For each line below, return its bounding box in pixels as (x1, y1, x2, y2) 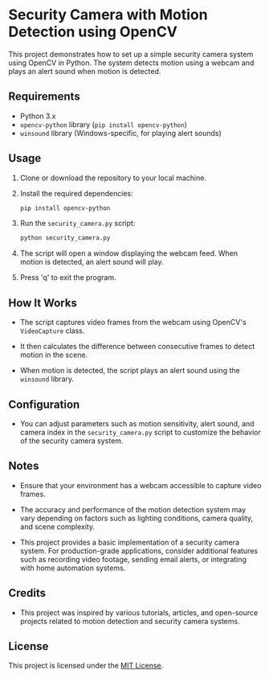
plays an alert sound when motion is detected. (8, 66, 161, 76)
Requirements (8, 90, 80, 104)
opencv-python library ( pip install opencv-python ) (19, 119, 187, 129)
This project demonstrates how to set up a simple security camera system (8, 49, 254, 59)
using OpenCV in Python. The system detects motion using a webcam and (8, 58, 255, 68)
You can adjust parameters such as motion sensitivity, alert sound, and (19, 418, 255, 428)
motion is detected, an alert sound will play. (19, 257, 165, 267)
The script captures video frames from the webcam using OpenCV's (19, 318, 247, 327)
